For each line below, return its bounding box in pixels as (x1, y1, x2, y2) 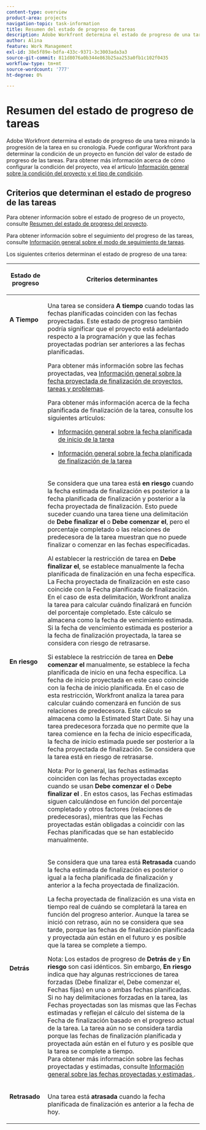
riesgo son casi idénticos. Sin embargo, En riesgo (47, 963, 192, 971)
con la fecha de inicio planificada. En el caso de (47, 684, 185, 692)
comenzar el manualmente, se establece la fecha (47, 660, 190, 669)
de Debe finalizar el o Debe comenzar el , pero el (47, 518, 190, 526)
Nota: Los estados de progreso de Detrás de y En (47, 955, 191, 963)
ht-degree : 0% (6, 72, 43, 78)
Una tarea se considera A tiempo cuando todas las (47, 302, 194, 310)
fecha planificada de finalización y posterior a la (47, 494, 186, 503)
